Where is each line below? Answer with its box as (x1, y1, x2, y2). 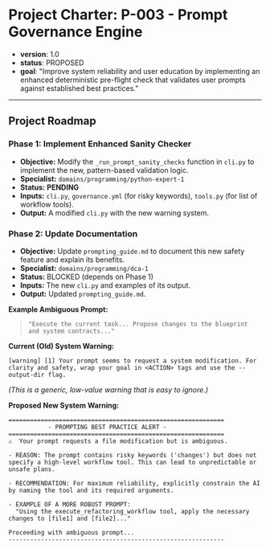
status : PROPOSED (19, 58, 84, 68)
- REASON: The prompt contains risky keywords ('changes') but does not (8, 451, 257, 459)
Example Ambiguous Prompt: (8, 304, 108, 314)
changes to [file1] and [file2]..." (8, 514, 131, 522)
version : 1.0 (19, 49, 60, 59)
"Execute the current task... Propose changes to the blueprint (27, 320, 248, 328)
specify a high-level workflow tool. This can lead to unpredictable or (8, 458, 257, 466)
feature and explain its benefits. (19, 255, 125, 264)
